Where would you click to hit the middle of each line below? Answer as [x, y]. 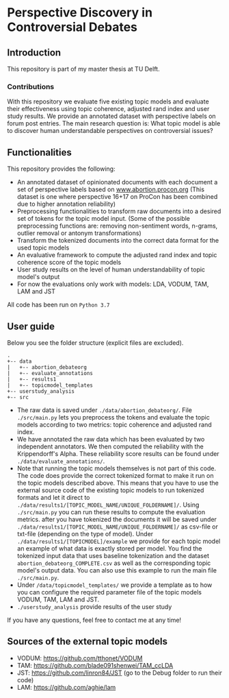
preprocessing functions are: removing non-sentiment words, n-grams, [117, 226]
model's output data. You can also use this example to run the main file [117, 570]
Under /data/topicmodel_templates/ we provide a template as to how [114, 585]
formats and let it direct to [53, 497]
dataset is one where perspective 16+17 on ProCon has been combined [117, 197]
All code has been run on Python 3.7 [58, 305]
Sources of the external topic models [87, 641]
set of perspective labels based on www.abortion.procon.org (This [111, 189]
